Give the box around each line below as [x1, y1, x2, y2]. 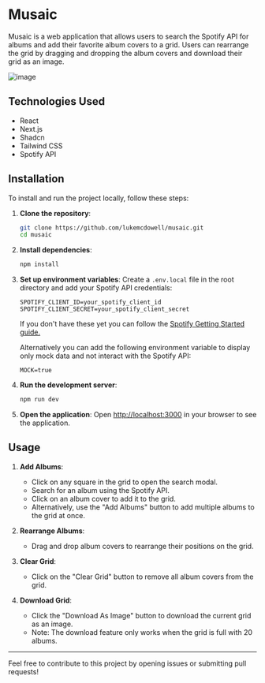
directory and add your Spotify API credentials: [19, 283, 173, 293]
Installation [8, 172, 65, 186]
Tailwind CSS [19, 140, 63, 151]
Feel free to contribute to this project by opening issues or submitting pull [8, 659, 247, 668]
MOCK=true [19, 367, 53, 375]
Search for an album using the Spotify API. [31, 485, 170, 495]
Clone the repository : [19, 208, 91, 218]
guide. [19, 327, 41, 337]
